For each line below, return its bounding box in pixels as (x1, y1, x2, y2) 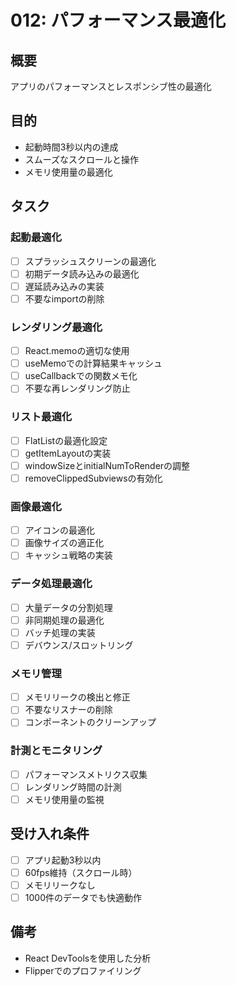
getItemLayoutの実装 (24, 447, 112, 459)
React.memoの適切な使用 (24, 345, 130, 357)
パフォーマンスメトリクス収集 (24, 768, 148, 780)
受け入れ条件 (10, 826, 90, 843)
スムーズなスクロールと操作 (24, 153, 140, 165)
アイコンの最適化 (24, 524, 96, 536)
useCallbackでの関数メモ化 (24, 370, 138, 382)
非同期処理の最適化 (24, 614, 105, 626)
